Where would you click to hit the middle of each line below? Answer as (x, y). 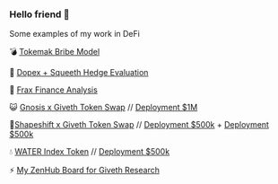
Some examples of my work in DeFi (75, 34)
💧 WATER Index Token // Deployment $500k (90, 152)
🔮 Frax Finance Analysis (54, 90)
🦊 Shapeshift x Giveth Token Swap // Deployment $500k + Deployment (139, 125)
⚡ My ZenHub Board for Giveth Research (84, 171)
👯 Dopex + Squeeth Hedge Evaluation (79, 73)
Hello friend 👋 (39, 14)
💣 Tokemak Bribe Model (55, 52)
